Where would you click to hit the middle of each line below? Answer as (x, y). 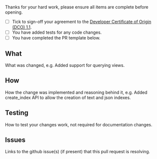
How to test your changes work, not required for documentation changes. (79, 124)
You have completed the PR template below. (56, 38)
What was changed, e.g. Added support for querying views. (65, 65)
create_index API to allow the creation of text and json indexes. (68, 98)
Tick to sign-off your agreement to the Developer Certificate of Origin (82, 22)
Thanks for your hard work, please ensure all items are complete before (77, 7)
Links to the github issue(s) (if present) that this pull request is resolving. (78, 152)
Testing (17, 113)
